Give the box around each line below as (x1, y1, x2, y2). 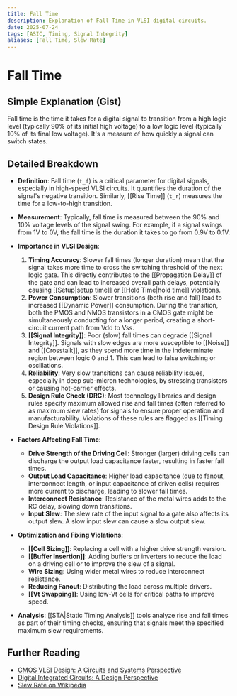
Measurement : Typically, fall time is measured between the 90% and (17, 212, 220, 221)
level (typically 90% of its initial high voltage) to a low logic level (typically (7, 122, 223, 131)
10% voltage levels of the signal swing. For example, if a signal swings (17, 220, 223, 229)
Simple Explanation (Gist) (7, 95, 122, 107)
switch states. (7, 137, 48, 146)
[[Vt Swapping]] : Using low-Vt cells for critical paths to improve (28, 589, 215, 598)
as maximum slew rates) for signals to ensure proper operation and (28, 406, 224, 415)
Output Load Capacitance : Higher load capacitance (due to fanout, (28, 472, 225, 480)
